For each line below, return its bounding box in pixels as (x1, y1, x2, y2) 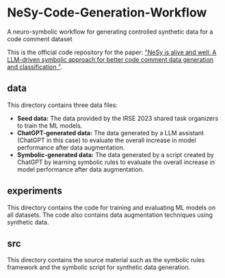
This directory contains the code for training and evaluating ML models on (7, 203, 216, 211)
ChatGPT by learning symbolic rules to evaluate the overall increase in (16, 158, 215, 166)
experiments (7, 185, 63, 197)
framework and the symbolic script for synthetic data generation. (7, 263, 190, 272)
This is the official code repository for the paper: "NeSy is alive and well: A (7, 48, 217, 56)
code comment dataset (7, 34, 73, 43)
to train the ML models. (16, 121, 83, 130)
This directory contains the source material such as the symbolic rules (7, 256, 205, 264)
